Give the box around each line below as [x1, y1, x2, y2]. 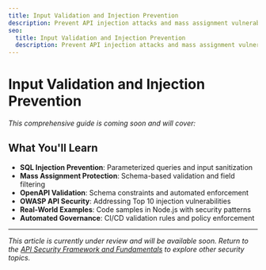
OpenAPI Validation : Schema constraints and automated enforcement [19, 187, 249, 197]
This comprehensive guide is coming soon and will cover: [8, 118, 196, 128]
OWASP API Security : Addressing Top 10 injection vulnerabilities [19, 196, 231, 206]
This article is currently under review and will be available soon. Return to [8, 236, 249, 245]
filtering [19, 179, 46, 189]
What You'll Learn [8, 141, 98, 155]
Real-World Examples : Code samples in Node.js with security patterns [19, 204, 252, 214]
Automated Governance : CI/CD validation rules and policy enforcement [19, 213, 255, 222]
